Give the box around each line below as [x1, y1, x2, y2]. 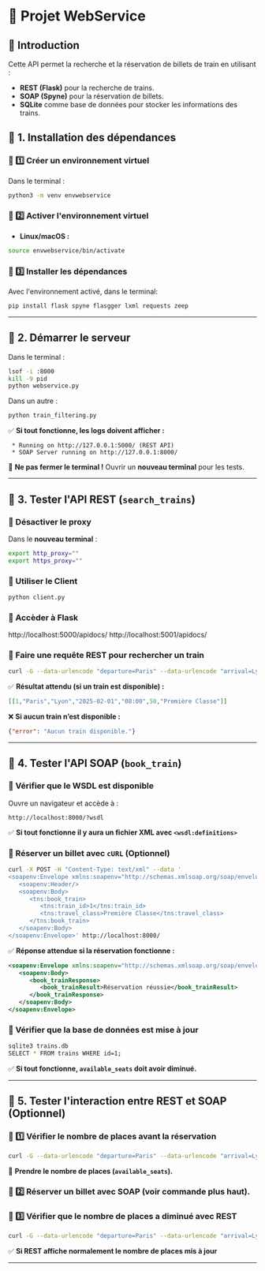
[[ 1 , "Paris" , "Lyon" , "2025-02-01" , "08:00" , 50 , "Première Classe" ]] [8, 697, 227, 705]
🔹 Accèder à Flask [8, 611, 79, 622]
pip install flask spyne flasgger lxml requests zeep [8, 302, 189, 310]
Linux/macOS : [19, 231, 69, 241]
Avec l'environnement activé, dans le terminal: [8, 287, 159, 297]
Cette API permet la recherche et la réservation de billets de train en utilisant [8, 59, 256, 69]
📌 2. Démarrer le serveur [8, 331, 131, 345]
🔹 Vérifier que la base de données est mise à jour [8, 1024, 199, 1035]
